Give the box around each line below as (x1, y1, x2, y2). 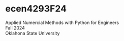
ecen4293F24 (5, 3, 67, 14)
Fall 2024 (5, 24, 25, 30)
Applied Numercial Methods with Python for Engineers (5, 19, 119, 25)
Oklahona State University (5, 30, 60, 36)
